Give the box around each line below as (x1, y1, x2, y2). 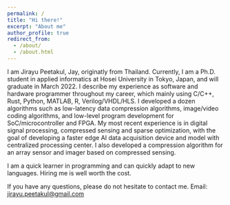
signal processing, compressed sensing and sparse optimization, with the (7, 126, 216, 135)
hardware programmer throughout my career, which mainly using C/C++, (7, 89, 215, 97)
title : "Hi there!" (7, 17, 63, 23)
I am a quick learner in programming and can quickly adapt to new (7, 162, 195, 170)
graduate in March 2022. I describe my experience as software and (7, 82, 198, 90)
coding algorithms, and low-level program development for (7, 111, 174, 119)
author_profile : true (7, 29, 70, 37)
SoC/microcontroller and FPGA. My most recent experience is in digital (7, 119, 208, 127)
